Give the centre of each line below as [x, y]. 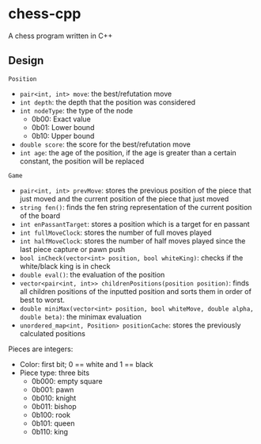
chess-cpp [45, 14]
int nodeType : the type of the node [76, 110]
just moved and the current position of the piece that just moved [124, 198]
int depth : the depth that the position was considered [108, 102]
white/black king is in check [65, 266]
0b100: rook [51, 415]
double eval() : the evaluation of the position [92, 274]
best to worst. [42, 300]
